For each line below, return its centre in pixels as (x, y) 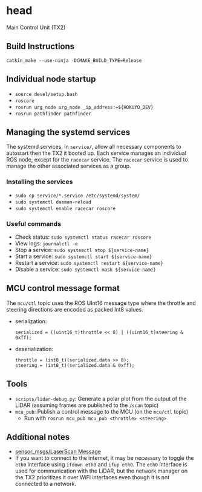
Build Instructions (41, 46)
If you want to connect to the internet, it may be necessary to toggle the (104, 458)
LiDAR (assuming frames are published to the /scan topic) (87, 405)
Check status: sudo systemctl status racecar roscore (83, 237)
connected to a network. (46, 484)
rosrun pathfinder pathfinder (53, 114)
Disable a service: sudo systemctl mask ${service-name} (85, 269)
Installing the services (40, 182)
